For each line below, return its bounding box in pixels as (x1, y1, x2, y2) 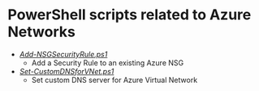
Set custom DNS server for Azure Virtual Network (31, 75, 198, 85)
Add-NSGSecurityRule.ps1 (19, 49, 108, 59)
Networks (7, 23, 76, 41)
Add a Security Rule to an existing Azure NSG (31, 58, 184, 68)
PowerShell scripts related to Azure (7, 6, 252, 24)
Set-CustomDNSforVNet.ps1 (19, 66, 114, 76)
